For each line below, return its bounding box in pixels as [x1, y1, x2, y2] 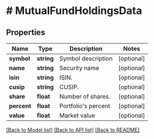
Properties [6, 27, 45, 37]
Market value [59, 112, 95, 119]
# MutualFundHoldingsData [6, 4, 142, 18]
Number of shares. [59, 92, 111, 100]
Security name [59, 64, 100, 72]
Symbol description [59, 54, 113, 62]
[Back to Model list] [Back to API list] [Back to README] [6, 127, 140, 133]
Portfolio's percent [59, 102, 110, 110]
